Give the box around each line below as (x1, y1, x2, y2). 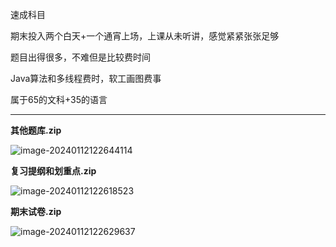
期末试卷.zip (10, 206, 62, 217)
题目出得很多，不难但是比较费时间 (10, 51, 151, 63)
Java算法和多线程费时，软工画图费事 (10, 73, 162, 84)
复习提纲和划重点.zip (10, 165, 97, 177)
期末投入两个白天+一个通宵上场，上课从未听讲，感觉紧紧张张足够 (10, 30, 280, 42)
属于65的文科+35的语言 (10, 94, 108, 105)
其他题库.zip (10, 124, 62, 136)
